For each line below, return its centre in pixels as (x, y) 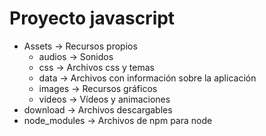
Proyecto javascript (92, 18)
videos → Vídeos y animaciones (104, 99)
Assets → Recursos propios (80, 46)
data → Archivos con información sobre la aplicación (147, 78)
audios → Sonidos (76, 56)
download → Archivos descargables (98, 109)
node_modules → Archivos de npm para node (118, 120)
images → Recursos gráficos (98, 88)
